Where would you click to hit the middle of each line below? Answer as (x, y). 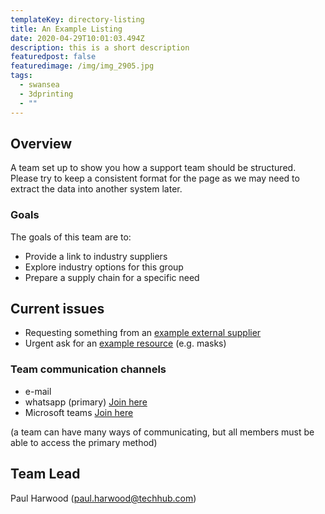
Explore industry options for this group (104, 267)
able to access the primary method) (84, 442)
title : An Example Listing (66, 29)
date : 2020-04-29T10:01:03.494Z (77, 38)
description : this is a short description (100, 47)
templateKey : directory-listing (77, 19)
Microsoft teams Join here (79, 412)
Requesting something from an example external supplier (143, 333)
